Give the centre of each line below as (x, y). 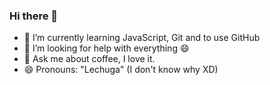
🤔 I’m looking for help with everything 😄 (106, 48)
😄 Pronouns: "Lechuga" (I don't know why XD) (121, 70)
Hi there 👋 (34, 16)
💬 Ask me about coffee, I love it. (89, 59)
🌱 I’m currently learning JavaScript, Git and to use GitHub (142, 38)
